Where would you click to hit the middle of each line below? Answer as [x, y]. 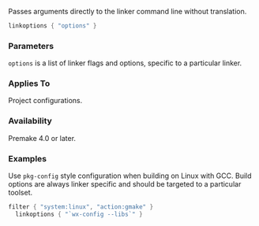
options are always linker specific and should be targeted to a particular [125, 184]
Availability [30, 121]
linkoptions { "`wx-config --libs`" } [79, 214]
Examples [28, 158]
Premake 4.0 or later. [42, 138]
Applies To [29, 83]
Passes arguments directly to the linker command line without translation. [128, 11]
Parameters [31, 46]
